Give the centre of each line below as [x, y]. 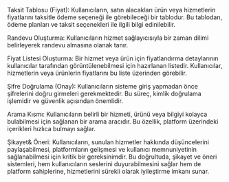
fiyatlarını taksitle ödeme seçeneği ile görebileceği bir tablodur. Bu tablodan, [115, 17]
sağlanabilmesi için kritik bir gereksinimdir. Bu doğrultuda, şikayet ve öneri [112, 157]
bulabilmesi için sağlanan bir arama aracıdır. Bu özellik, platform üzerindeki [113, 122]
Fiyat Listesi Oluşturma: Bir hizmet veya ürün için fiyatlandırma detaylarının [113, 58]
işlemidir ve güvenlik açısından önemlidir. [65, 101]
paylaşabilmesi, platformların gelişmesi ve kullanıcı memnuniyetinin [102, 149]
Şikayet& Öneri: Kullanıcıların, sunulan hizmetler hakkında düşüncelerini [108, 142]
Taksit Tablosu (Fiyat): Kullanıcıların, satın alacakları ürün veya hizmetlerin [111, 10]
